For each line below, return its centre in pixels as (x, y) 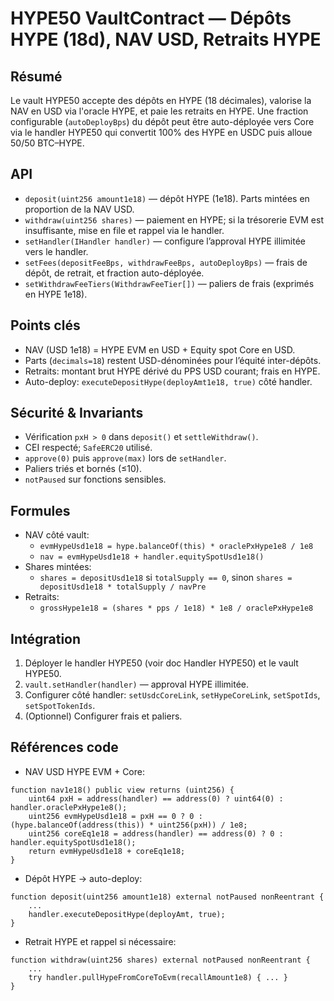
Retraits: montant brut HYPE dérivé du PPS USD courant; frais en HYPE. (172, 371)
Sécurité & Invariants (77, 413)
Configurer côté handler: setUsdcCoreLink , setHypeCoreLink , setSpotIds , (172, 695)
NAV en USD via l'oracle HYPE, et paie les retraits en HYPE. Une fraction (159, 111)
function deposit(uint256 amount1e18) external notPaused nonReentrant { (167, 897)
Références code (64, 747)
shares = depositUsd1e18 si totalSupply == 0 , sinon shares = (166, 578)
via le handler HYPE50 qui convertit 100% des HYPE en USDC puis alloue (161, 132)
